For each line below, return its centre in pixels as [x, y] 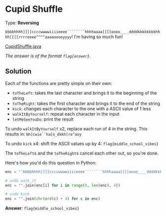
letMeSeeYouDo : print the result [43, 119]
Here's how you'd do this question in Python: [51, 163]
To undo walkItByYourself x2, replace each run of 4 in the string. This [76, 129]
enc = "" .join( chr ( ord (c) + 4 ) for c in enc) [53, 199]
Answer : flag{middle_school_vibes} [42, 208]
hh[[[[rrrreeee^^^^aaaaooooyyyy [38, 37]
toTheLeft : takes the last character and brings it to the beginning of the [84, 93]
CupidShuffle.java [23, 46]
